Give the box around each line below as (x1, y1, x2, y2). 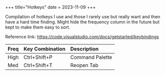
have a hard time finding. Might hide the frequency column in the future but (5, 19, 160, 25)
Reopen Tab (70, 62, 99, 69)
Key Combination (23, 45, 66, 52)
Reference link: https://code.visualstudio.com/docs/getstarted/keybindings (5, 34, 160, 39)
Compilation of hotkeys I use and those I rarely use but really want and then (5, 14, 161, 19)
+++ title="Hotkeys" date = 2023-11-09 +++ (5, 4, 96, 10)
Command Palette (70, 54, 112, 61)
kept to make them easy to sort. (5, 24, 71, 30)
